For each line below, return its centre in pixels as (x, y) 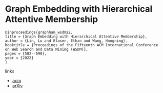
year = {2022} (20, 58)
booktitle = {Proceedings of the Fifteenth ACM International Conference (82, 45)
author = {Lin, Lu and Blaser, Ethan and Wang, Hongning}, (66, 41)
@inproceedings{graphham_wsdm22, (39, 32)
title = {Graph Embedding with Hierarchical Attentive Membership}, (76, 37)
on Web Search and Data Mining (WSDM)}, (47, 49)
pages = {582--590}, (26, 54)
